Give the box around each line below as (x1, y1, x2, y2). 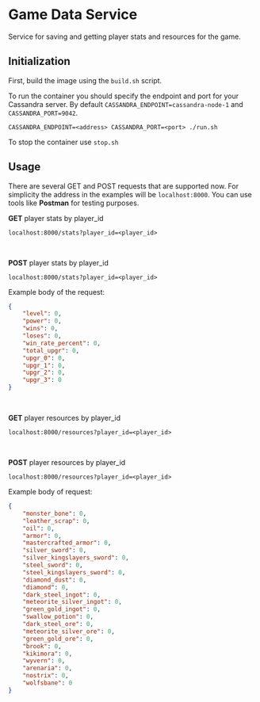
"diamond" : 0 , (22, 583, 69, 591)
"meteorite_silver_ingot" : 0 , (22, 598, 123, 606)
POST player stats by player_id (8, 258, 109, 267)
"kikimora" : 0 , (22, 650, 73, 658)
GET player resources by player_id (8, 414, 121, 423)
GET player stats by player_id (8, 213, 105, 223)
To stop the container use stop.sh (8, 137, 119, 147)
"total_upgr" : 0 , (22, 346, 80, 354)
